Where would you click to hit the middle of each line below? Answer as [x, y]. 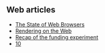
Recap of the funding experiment [57, 37]
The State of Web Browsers [50, 24]
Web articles [31, 10]
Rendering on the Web [43, 31]
